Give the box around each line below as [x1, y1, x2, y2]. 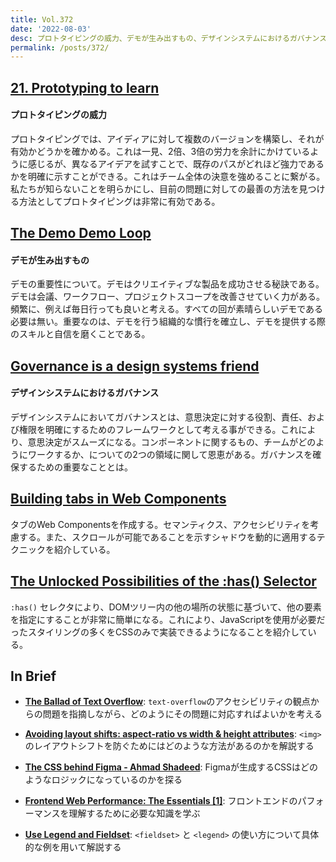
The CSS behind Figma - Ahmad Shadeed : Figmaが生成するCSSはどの [24, 761, 319, 773]
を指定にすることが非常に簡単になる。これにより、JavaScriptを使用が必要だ [10, 613, 326, 625]
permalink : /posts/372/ [10, 42, 110, 53]
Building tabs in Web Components [10, 491, 227, 508]
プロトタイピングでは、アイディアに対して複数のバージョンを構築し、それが [10, 132, 325, 145]
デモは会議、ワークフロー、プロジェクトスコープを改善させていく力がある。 [10, 291, 326, 303]
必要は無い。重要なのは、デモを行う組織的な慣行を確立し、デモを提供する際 [10, 316, 326, 328]
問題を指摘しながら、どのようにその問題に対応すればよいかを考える [42, 708, 323, 720]
